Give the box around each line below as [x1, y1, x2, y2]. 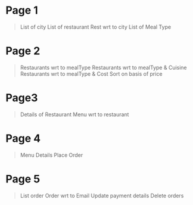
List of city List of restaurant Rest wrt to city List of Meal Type [20, 23, 172, 30]
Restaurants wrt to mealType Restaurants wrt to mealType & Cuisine [20, 64, 188, 71]
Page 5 [5, 172, 40, 185]
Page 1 [5, 4, 39, 17]
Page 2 [5, 44, 40, 58]
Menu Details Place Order [20, 151, 84, 159]
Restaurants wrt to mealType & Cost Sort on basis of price [20, 70, 163, 77]
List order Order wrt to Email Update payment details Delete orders [20, 192, 184, 199]
